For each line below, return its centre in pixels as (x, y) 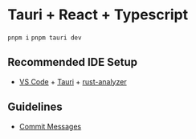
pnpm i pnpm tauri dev (45, 38)
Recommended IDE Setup (73, 62)
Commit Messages (50, 126)
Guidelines (35, 107)
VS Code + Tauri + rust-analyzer (73, 81)
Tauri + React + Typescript (98, 15)
